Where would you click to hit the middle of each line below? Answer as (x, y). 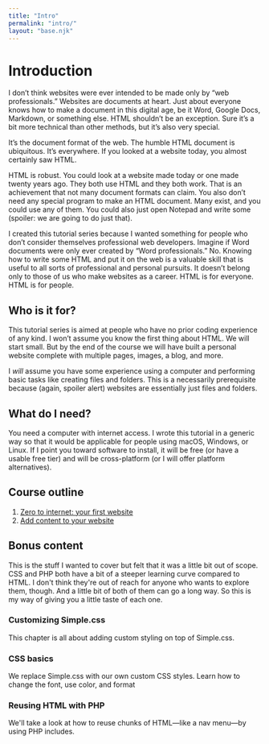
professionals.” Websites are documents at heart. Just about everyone (125, 101)
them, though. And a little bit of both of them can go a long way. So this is (130, 591)
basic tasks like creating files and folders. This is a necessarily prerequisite (132, 380)
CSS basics (31, 659)
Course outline (46, 492)
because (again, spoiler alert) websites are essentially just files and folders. (133, 388)
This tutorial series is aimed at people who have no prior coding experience (133, 330)
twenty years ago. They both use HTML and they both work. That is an (125, 184)
